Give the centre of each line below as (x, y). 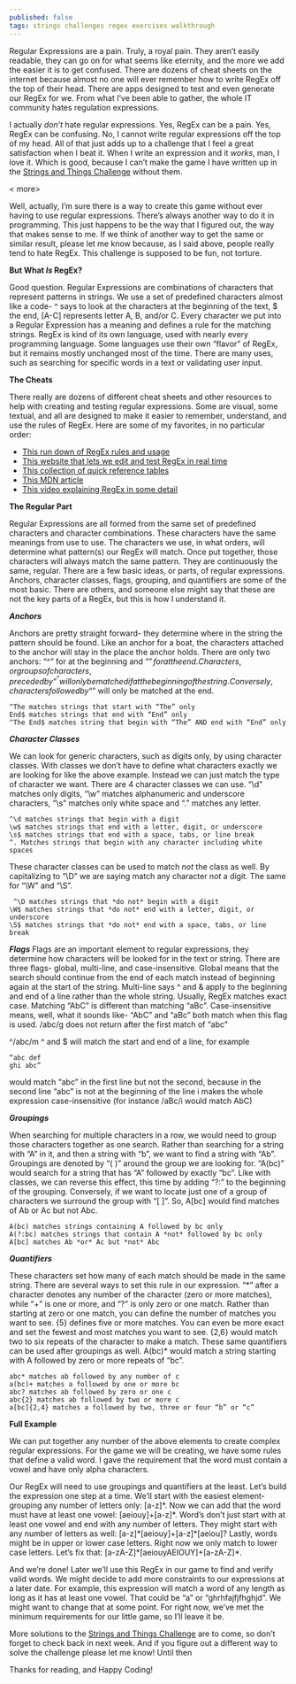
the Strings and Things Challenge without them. (96, 171)
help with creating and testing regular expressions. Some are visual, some (144, 406)
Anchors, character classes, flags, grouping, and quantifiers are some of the (148, 580)
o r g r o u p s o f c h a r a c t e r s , (50, 670)
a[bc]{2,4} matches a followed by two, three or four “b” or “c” (132, 1408)
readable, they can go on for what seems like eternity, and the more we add (147, 60)
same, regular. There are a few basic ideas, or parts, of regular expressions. (147, 570)
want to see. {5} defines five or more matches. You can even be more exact (147, 1323)
